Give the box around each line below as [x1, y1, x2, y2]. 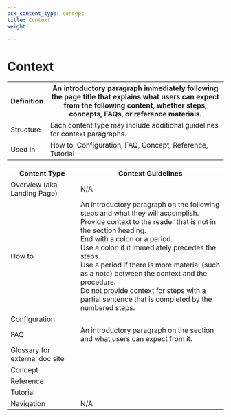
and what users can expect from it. [80, 334, 192, 344]
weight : [7, 23, 30, 30]
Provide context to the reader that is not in [80, 217, 217, 227]
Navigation [10, 399, 46, 409]
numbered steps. [80, 303, 135, 313]
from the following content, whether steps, [63, 101, 208, 110]
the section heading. [80, 225, 146, 235]
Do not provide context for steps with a [80, 286, 206, 296]
